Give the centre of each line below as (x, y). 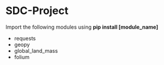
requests (25, 38)
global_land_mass (36, 50)
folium (22, 57)
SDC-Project (37, 11)
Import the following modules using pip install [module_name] (82, 27)
